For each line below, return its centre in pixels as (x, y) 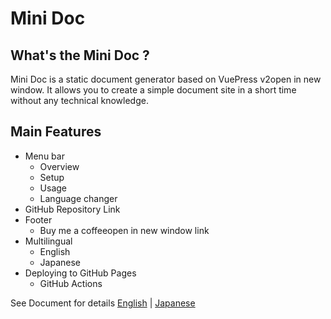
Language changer (78, 198)
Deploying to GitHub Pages (80, 273)
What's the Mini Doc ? (80, 55)
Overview (59, 166)
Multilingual (48, 241)
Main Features (56, 132)
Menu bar (44, 156)
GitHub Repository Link (72, 209)
